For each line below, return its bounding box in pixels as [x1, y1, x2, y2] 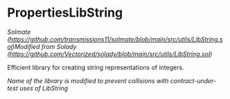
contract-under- [170, 76, 217, 84]
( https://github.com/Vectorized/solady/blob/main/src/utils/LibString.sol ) [7, 50, 213, 58]
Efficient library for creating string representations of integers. [7, 63, 185, 71]
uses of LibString [19, 84, 69, 92]
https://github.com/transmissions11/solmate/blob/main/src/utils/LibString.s [9, 35, 223, 43]
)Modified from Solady [12, 42, 77, 51]
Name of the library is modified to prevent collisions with [7, 76, 169, 84]
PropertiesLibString [7, 5, 123, 21]
